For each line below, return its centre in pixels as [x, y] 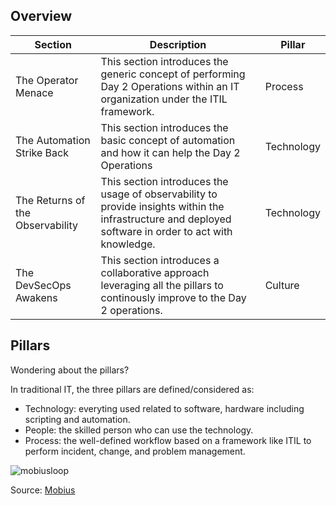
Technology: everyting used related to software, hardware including [164, 408]
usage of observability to [159, 194]
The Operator [47, 80]
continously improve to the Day [173, 297]
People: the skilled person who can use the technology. [139, 430]
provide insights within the [162, 206]
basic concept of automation [168, 140]
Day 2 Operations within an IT [170, 86]
